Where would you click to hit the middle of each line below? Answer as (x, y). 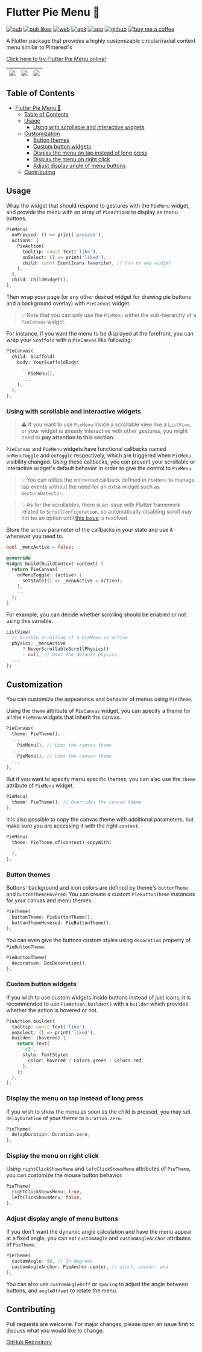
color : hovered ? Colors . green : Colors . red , (86, 1060)
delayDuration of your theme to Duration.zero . (64, 1118)
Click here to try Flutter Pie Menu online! (56, 59)
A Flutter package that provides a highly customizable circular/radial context (101, 40)
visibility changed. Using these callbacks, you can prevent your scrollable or (101, 462)
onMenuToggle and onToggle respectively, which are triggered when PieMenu (99, 456)
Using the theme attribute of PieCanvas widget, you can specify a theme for (99, 711)
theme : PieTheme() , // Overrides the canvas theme (77, 802)
